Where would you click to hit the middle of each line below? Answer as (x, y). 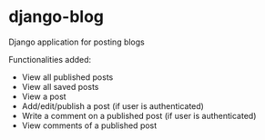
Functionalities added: (50, 59)
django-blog (56, 17)
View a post (44, 96)
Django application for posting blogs (76, 42)
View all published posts (67, 77)
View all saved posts (60, 86)
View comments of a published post (89, 125)
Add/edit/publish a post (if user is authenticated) (112, 105)
